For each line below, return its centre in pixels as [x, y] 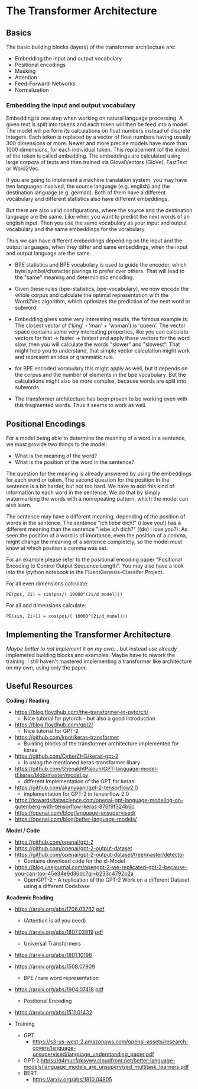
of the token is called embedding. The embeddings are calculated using [93, 156]
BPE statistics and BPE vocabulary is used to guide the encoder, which [101, 265]
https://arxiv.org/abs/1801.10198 [53, 955]
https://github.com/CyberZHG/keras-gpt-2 [66, 756]
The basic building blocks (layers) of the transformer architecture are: [91, 47]
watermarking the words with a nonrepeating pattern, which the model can [97, 499]
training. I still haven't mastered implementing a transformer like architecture [99, 661]
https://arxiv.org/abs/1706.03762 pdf [59, 909]
